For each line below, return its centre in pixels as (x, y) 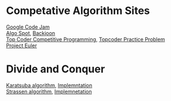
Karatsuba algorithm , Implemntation (49, 85)
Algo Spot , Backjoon (31, 33)
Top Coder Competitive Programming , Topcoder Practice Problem (85, 39)
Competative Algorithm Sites (78, 11)
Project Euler (21, 46)
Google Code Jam (28, 27)
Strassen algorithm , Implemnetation (49, 91)
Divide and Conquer (56, 69)
